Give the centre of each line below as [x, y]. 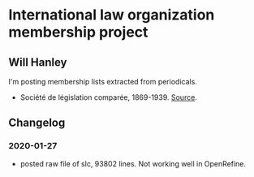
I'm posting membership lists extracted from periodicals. [103, 82]
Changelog [37, 123]
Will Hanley [38, 62]
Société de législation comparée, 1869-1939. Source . [108, 97]
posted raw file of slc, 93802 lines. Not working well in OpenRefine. [133, 163]
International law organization [112, 15]
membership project [78, 32]
